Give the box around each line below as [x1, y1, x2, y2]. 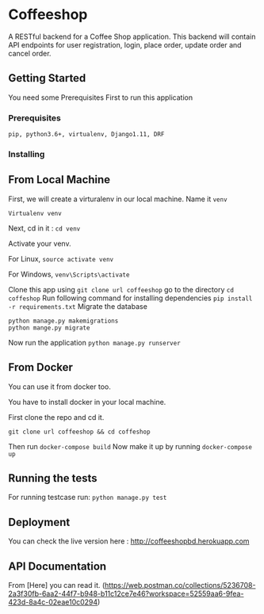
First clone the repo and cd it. [8, 412, 105, 421]
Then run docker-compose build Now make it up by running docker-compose [8, 441, 252, 451]
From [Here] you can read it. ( [8, 581, 105, 590]
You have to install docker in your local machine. [8, 397, 166, 406]
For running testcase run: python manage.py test [8, 493, 167, 502]
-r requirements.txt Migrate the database [8, 301, 148, 311]
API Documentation [8, 559, 107, 573]
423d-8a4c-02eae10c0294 [8, 597, 98, 607]
